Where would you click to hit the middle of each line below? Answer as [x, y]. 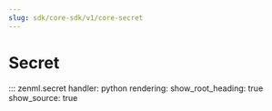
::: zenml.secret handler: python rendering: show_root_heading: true [136, 88]
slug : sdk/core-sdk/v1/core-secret [76, 18]
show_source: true [43, 97]
